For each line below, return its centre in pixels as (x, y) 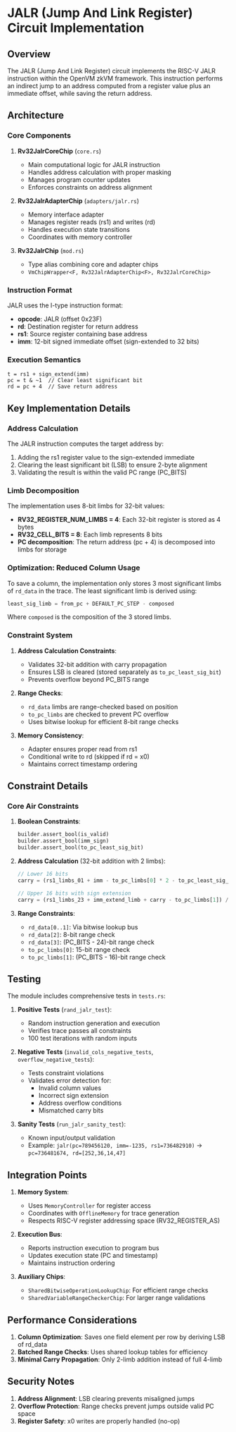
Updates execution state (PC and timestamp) (93, 1256)
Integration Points (47, 1175)
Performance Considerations (72, 1320)
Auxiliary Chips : (41, 1277)
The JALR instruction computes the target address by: (85, 443)
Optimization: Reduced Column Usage (74, 568)
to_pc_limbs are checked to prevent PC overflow (98, 714)
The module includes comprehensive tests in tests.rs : (87, 996)
